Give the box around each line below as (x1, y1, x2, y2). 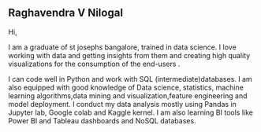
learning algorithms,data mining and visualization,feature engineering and (8, 90, 248, 101)
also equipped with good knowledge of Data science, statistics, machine (8, 82, 244, 92)
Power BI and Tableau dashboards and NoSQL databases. (8, 115, 196, 125)
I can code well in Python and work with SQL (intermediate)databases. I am (8, 74, 252, 83)
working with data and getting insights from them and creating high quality (8, 50, 251, 60)
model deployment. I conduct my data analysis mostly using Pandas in (8, 99, 237, 108)
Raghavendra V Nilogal (8, 6, 124, 20)
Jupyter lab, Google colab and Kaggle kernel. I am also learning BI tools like (8, 108, 254, 117)
